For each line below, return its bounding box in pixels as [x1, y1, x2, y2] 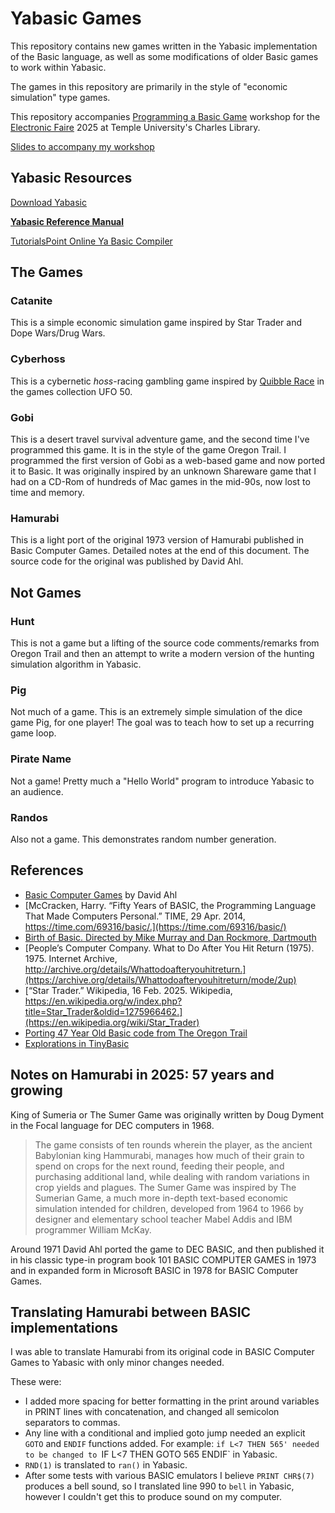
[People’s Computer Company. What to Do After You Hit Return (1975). [24, 942, 315, 954]
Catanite [10, 294, 53, 308]
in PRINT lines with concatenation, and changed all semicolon [24, 1406, 280, 1418]
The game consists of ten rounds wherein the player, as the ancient [34, 1138, 313, 1151]
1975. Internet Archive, [24, 952, 118, 964]
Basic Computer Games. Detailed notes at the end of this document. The [10, 545, 310, 557]
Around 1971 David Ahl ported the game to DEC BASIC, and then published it [10, 1243, 325, 1255]
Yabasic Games [10, 7, 142, 30]
